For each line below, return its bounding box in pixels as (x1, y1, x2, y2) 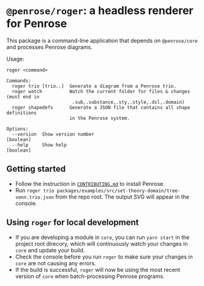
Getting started (6, 164, 66, 174)
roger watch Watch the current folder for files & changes (12, 88, 191, 95)
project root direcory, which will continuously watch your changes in (15, 240, 188, 248)
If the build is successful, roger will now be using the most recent (15, 266, 181, 273)
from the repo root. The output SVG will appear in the (55, 193, 190, 200)
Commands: (6, 78, 32, 84)
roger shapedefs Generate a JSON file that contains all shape (12, 105, 191, 111)
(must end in (6, 94, 40, 100)
